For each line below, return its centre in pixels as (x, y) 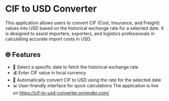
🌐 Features (23, 55)
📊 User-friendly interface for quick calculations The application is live (85, 85)
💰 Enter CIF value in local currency (49, 72)
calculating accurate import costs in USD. (49, 39)
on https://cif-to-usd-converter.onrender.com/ (61, 93)
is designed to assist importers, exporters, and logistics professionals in (80, 33)
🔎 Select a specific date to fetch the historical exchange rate (75, 67)
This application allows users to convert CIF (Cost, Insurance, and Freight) (83, 23)
